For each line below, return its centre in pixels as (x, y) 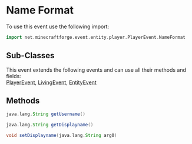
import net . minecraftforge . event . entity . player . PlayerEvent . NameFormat (96, 37)
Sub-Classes (30, 56)
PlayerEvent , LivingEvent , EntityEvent (52, 82)
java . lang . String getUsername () (46, 114)
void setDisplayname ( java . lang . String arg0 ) (62, 136)
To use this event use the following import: (58, 26)
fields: (14, 76)
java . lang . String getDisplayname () (50, 125)
